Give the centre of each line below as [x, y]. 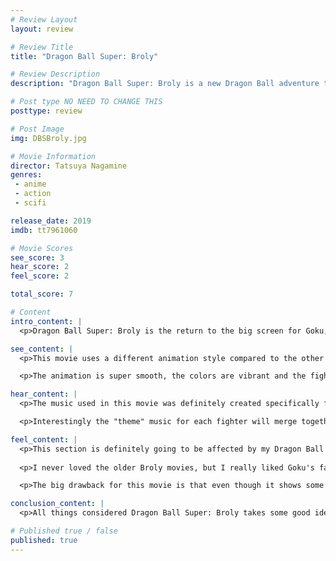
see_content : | [42, 349]
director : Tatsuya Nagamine [69, 166]
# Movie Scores [42, 248]
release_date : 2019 [51, 221]
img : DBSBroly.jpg [48, 138]
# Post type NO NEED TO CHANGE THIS [86, 102]
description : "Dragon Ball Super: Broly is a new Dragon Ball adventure [165, 84]
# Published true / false [64, 531]
